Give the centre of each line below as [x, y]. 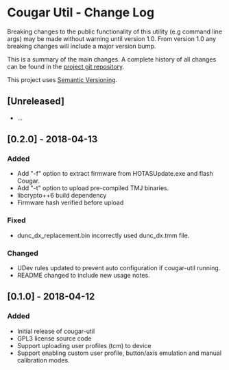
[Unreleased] [36, 102]
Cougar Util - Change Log [81, 13]
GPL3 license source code [54, 338]
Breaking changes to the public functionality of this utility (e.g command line [115, 31]
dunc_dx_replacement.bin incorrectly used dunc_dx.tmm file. [103, 235]
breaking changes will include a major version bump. [82, 46]
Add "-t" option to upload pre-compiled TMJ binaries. [93, 188]
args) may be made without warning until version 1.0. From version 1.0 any [112, 38]
